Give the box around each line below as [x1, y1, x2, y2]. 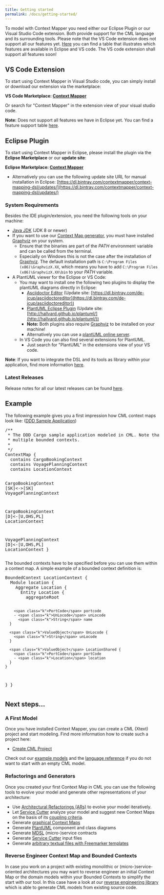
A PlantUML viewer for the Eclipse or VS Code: [12, 274, 106, 280]
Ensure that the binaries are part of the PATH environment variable [19, 243, 153, 249]
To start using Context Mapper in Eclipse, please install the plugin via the [5, 150, 151, 156]
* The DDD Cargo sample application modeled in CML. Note [7, 432, 150, 437]
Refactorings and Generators [5, 773, 76, 779]
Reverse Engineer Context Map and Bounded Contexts [5, 852, 137, 859]
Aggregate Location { [15, 584, 67, 590]
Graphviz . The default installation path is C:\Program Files [19, 259, 137, 265]
